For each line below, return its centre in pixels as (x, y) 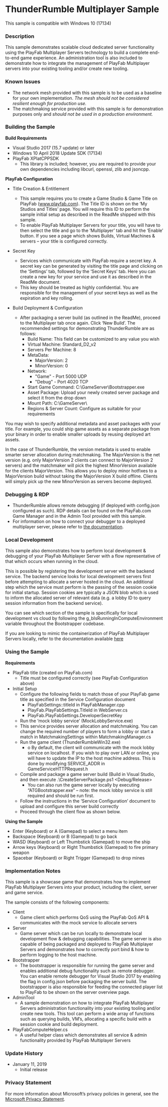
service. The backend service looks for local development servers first (78, 577)
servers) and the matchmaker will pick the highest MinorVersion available (81, 465)
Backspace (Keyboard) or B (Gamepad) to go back (65, 836)
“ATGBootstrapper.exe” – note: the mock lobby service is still (90, 790)
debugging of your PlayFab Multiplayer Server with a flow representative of (83, 556)
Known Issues (23, 82)
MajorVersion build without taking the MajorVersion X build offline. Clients (81, 476)
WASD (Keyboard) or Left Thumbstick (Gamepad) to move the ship (81, 842)
